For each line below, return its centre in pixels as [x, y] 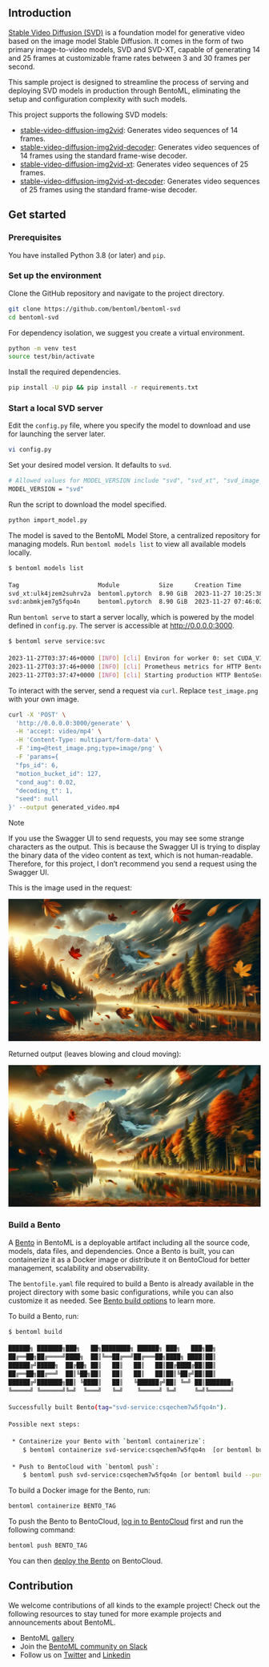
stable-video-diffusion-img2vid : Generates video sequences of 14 [129, 130]
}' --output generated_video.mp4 [64, 808]
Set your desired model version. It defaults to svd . [90, 465]
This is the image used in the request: [70, 888]
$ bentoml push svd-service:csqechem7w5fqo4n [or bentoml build [132, 1475]
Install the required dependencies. [65, 372]
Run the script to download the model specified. [87, 504]
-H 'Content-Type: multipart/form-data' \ [87, 740]
